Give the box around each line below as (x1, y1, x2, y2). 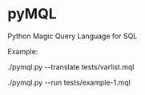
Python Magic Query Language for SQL (7, 31, 138, 41)
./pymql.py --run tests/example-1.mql (7, 77, 131, 87)
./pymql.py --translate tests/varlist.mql (7, 61, 135, 72)
